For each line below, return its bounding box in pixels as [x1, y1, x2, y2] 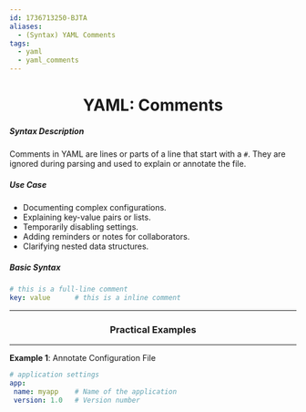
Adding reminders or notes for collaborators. [22, 232, 190, 242]
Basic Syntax [9, 262, 61, 273]
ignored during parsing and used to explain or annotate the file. [9, 159, 247, 170]
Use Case [9, 179, 47, 190]
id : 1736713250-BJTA [9, 13, 88, 23]
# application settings [9, 370, 100, 379]
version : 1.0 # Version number [13, 396, 141, 405]
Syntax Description [9, 125, 85, 137]
